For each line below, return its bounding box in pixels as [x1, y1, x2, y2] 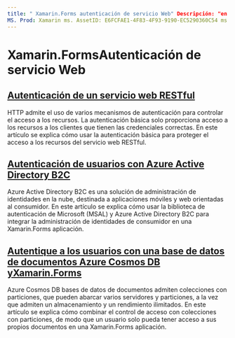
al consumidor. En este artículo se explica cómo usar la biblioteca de [7, 202, 206, 211]
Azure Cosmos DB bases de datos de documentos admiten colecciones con [7, 286, 227, 294]
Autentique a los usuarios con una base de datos [7, 245, 225, 257]
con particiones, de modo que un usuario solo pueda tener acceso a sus [7, 316, 217, 324]
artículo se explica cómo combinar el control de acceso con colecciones [7, 308, 217, 316]
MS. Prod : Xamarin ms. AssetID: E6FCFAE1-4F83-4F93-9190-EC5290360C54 [7, 17, 218, 24]
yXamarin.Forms [7, 267, 82, 279]
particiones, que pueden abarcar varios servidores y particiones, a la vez [7, 293, 219, 302]
